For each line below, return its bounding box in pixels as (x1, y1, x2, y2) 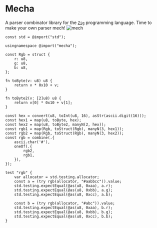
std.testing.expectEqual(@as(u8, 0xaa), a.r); (14, 183, 113, 188)
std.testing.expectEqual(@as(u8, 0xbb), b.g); (14, 209, 113, 214)
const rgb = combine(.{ (5, 135, 55, 140)
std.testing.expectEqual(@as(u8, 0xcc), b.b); (14, 213, 113, 219)
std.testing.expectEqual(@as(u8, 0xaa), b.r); (14, 205, 113, 210)
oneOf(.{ (14, 143, 32, 149)
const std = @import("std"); (5, 34, 66, 39)
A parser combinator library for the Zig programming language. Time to (5, 19, 152, 25)
